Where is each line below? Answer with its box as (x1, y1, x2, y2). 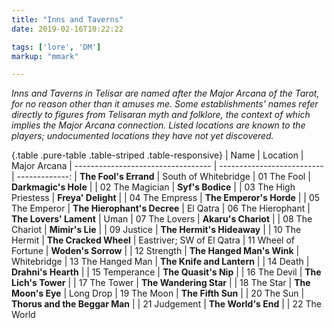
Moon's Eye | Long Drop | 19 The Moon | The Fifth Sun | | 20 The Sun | (11, 287, 305, 300)
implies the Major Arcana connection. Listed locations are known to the (11, 119, 306, 131)
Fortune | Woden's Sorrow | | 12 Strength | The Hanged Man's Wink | (11, 245, 300, 257)
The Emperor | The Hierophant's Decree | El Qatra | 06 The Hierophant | (11, 202, 311, 215)
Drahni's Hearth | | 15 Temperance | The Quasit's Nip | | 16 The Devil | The (11, 266, 322, 278)
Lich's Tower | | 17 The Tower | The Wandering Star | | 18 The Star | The (11, 277, 311, 289)
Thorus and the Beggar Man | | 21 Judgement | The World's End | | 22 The (11, 298, 322, 310)
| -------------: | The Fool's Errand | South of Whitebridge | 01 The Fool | (11, 171, 311, 183)
